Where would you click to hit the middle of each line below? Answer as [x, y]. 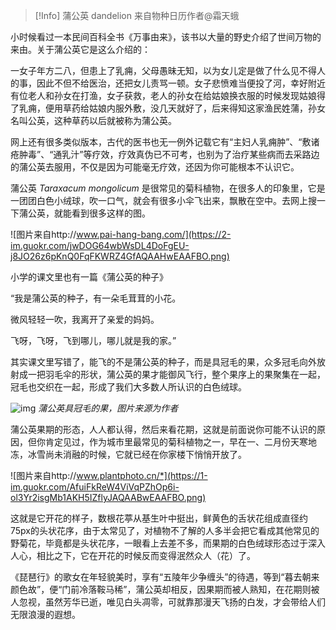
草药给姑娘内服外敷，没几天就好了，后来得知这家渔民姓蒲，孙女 [194, 108]
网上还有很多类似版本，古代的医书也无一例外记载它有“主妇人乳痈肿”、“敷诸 [165, 142]
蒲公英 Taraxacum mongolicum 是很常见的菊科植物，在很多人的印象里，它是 [168, 188]
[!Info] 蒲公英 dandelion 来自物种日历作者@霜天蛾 [137, 15]
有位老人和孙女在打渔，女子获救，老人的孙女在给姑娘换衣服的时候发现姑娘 [163, 95]
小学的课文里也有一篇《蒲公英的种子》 [89, 277]
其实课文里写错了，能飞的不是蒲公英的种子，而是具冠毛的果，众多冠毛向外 [163, 362]
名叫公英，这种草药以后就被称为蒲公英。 [93, 120]
